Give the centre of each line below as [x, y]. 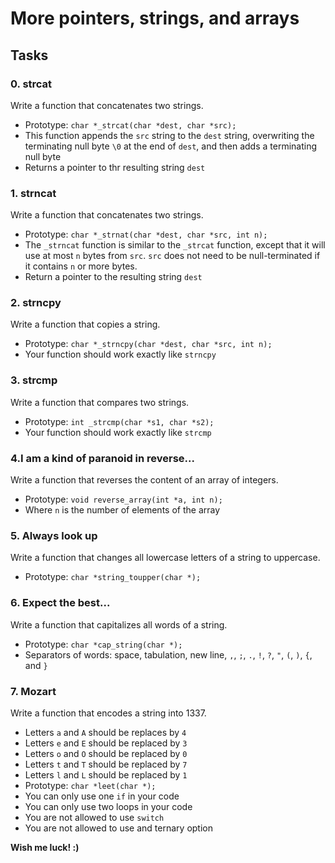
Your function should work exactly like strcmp [118, 432]
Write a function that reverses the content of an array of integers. [144, 480]
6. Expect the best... [60, 603]
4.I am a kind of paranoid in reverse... [102, 458]
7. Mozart [33, 691]
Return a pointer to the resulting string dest [113, 277]
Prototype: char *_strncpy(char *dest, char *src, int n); [148, 344]
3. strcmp [34, 380]
